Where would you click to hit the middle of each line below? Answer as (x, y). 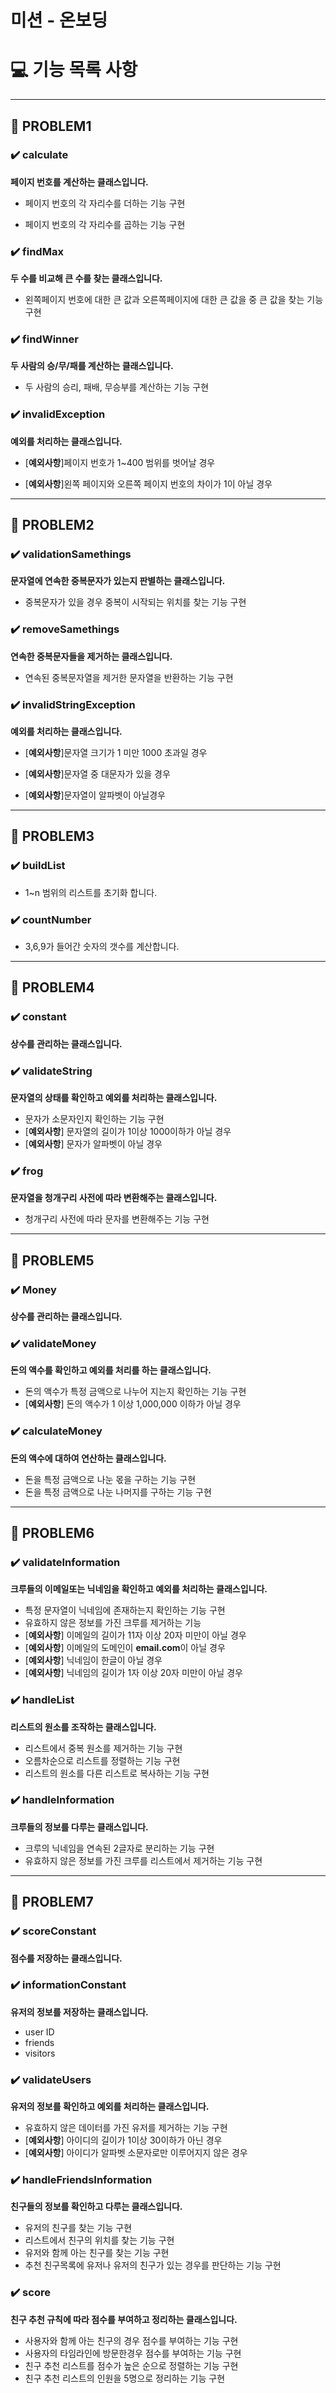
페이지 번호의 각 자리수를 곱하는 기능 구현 (105, 224)
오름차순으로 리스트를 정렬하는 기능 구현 (102, 1760)
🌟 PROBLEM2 (52, 525)
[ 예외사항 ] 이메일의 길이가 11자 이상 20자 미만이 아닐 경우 (135, 1635)
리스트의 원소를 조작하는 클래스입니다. (83, 1727)
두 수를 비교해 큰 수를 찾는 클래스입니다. (86, 278)
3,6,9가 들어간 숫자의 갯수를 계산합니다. (102, 946)
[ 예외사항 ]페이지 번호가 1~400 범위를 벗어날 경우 (120, 462)
